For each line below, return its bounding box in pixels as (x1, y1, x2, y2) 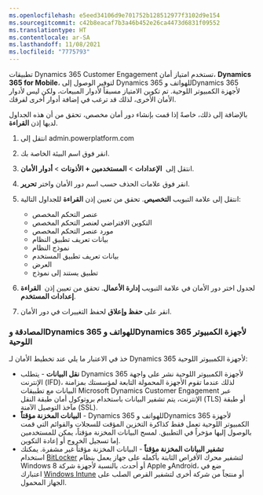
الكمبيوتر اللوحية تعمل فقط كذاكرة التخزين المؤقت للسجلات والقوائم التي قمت (20, 420, 250, 429)
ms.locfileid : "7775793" (9, 48, 90, 56)
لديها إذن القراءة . (9, 119, 58, 127)
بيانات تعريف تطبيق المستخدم (31, 251, 119, 260)
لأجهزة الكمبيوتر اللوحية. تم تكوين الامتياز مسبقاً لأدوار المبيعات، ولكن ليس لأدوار (9, 86, 240, 95)
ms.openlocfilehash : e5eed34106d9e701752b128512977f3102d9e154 (9, 11, 221, 20)
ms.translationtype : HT (9, 26, 87, 34)
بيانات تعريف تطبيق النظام (31, 235, 109, 244)
